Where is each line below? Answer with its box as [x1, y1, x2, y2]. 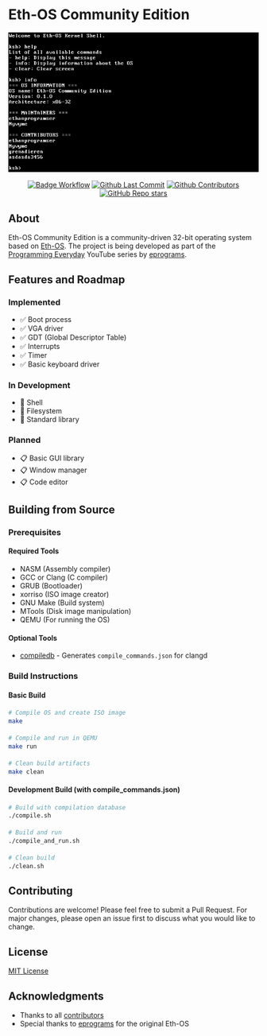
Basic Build [8, 690, 46, 700]
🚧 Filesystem [19, 406, 62, 416]
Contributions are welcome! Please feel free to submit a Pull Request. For [8, 905, 248, 915]
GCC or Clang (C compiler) [19, 572, 109, 582]
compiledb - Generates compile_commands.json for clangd [19, 650, 208, 661]
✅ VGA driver [19, 324, 64, 333]
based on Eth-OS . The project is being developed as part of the [8, 241, 216, 251]
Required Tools [8, 546, 60, 556]
